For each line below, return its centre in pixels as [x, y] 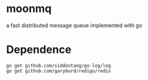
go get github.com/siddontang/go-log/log [59, 66]
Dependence [39, 50]
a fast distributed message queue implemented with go [74, 25]
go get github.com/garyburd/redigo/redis [59, 71]
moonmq [29, 9]
